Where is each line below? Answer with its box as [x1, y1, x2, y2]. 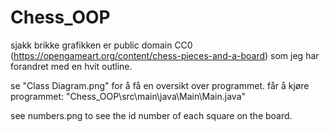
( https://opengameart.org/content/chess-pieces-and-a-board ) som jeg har [10, 49, 320, 61]
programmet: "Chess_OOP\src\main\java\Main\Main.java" [10, 90, 247, 102]
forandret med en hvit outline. [10, 60, 133, 72]
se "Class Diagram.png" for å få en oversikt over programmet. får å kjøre [10, 79, 310, 91]
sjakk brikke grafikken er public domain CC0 [10, 39, 193, 51]
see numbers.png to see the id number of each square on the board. [10, 109, 293, 121]
